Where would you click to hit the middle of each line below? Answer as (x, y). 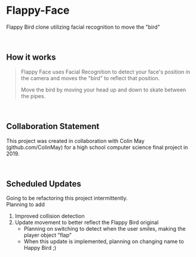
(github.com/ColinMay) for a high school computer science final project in (97, 147)
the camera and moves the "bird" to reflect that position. (90, 78)
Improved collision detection (50, 216)
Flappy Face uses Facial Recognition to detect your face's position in (105, 72)
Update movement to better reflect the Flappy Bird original (87, 222)
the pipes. (33, 96)
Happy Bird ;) (40, 248)
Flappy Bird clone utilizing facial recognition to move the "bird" (83, 27)
